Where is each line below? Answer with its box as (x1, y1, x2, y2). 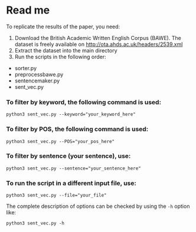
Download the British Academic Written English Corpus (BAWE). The (14, 34, 181, 41)
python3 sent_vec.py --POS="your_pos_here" (6, 138, 115, 144)
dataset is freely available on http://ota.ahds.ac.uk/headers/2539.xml (14, 41, 183, 48)
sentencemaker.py (14, 77, 60, 84)
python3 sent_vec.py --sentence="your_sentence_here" (6, 165, 142, 171)
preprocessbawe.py (14, 71, 64, 78)
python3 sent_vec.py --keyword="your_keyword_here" (6, 111, 136, 118)
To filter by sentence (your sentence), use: (6, 152, 131, 160)
